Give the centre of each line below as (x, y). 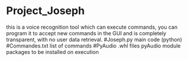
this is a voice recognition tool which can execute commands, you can (92, 27)
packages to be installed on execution (52, 52)
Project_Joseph (45, 11)
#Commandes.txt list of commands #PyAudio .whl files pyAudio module (93, 46)
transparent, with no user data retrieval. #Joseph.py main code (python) (94, 39)
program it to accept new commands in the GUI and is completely (86, 33)
